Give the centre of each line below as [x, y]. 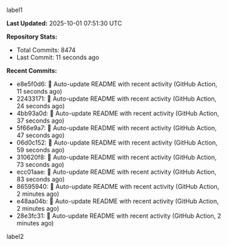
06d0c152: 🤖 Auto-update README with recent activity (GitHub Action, [117, 143]
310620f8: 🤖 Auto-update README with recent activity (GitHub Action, [116, 157]
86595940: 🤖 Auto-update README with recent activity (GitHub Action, [118, 186]
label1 [15, 10]
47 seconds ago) [40, 135]
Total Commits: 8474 [46, 50]
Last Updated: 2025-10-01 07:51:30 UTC [64, 23]
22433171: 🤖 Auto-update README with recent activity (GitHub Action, [116, 99]
